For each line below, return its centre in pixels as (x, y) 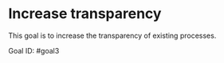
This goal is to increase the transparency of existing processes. (112, 35)
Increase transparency (85, 14)
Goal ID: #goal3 (34, 50)
